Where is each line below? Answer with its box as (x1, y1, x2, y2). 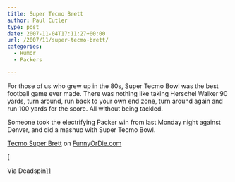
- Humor (13, 50, 37, 57)
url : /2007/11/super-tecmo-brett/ (7, 37, 109, 44)
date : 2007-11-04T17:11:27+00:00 (7, 30, 106, 37)
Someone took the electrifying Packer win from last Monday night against (7, 118, 221, 126)
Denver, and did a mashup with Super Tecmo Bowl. (7, 125, 156, 134)
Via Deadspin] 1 (7, 166, 52, 175)
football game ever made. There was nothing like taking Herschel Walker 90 (7, 89, 228, 97)
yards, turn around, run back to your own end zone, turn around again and (7, 97, 224, 105)
